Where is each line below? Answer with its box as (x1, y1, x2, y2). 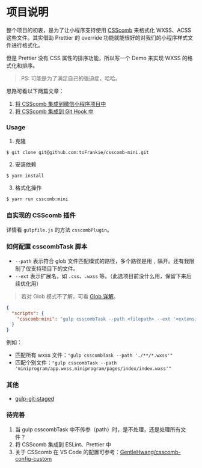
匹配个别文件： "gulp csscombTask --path (14, 359, 117, 366)
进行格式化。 (11, 42, 43, 49)
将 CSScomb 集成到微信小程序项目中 (14, 100, 106, 107)
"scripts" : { (11, 310, 44, 316)
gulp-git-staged (14, 395, 55, 402)
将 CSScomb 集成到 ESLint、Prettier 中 (14, 440, 111, 448)
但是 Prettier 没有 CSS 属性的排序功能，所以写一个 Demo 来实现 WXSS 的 (6, 54, 188, 61)
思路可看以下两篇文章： (6, 87, 64, 94)
